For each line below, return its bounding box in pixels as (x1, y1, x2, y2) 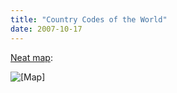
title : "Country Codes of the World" (10, 14, 168, 25)
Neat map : (10, 51, 53, 63)
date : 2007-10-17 (10, 24, 83, 34)
